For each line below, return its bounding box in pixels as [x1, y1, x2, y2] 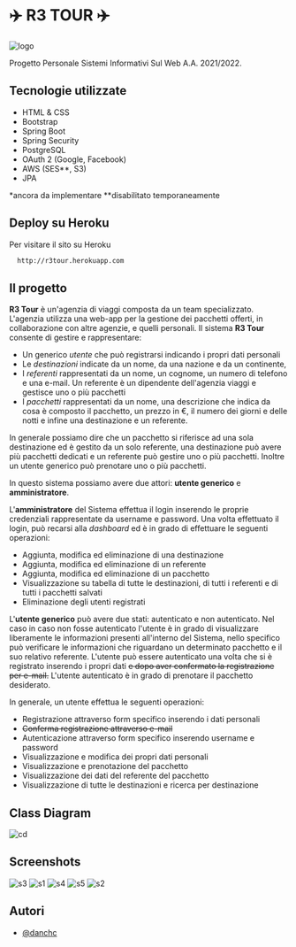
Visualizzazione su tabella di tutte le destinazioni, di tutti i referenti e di [21, 578, 278, 589]
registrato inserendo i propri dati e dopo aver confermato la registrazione [9, 661, 275, 672]
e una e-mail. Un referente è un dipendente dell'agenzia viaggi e [21, 378, 256, 389]
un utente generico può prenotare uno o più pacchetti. [9, 460, 207, 472]
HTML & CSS [21, 106, 70, 118]
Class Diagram [9, 805, 91, 820]
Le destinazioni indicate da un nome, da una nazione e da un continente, [21, 358, 287, 370]
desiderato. [9, 680, 51, 690]
